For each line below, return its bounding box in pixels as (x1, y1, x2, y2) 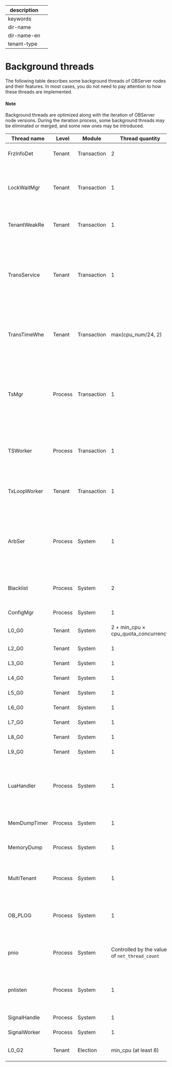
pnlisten (8, 986, 27, 994)
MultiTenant (8, 875, 37, 882)
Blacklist (8, 585, 28, 592)
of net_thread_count (111, 952, 160, 960)
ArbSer (8, 538, 25, 545)
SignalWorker (8, 1029, 40, 1036)
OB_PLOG (8, 912, 32, 919)
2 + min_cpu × (111, 624, 146, 631)
